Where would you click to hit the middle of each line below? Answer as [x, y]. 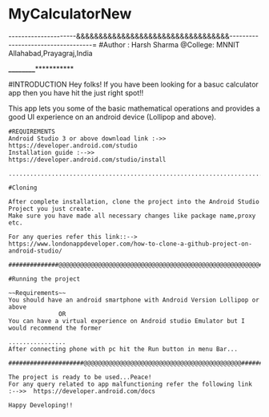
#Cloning [23, 188]
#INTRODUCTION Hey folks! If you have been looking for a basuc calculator [133, 84]
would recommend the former [55, 328]
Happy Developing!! [41, 405]
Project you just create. [51, 208]
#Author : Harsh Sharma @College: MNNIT [169, 44]
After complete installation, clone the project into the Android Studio [134, 201]
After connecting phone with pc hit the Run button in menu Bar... [123, 349]
